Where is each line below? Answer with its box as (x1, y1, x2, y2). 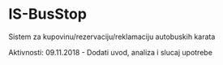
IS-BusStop (8, 5, 88, 24)
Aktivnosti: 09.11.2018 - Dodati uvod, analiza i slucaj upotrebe (8, 47, 213, 57)
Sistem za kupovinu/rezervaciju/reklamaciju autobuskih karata (8, 32, 216, 41)
